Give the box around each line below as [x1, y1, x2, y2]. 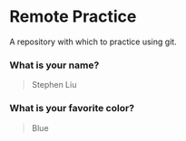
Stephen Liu [31, 80, 77, 90]
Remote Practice [9, 6, 137, 27]
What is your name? [9, 59, 100, 71]
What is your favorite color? [9, 102, 134, 115]
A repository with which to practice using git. [9, 36, 177, 47]
